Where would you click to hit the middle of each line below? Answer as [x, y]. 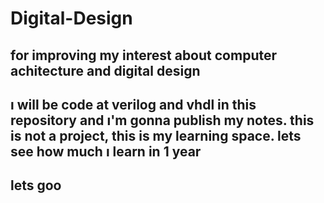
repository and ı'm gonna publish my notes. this [162, 120]
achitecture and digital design [105, 70]
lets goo [36, 185]
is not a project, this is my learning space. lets [156, 135]
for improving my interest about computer [143, 55]
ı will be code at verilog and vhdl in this [133, 104]
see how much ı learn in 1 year [106, 151]
